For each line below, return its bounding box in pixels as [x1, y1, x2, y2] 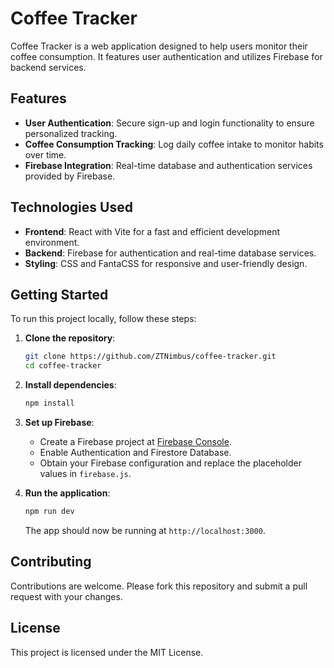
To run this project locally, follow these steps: [10, 313, 197, 325]
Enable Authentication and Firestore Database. [39, 447, 232, 458]
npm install [24, 398, 75, 409]
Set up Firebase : [24, 417, 95, 428]
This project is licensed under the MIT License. [10, 646, 204, 658]
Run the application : [24, 487, 111, 499]
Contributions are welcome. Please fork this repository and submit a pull [10, 580, 308, 592]
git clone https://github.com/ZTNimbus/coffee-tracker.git [24, 352, 277, 362]
